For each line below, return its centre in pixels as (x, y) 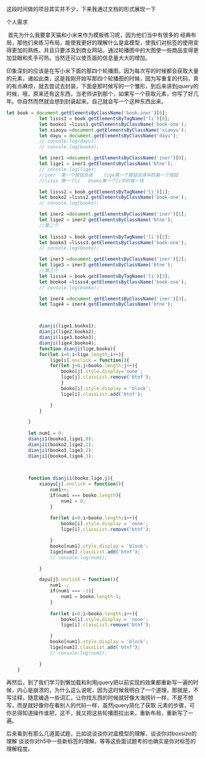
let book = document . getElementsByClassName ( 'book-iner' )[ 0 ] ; (87, 113)
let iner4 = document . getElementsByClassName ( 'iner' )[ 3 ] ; (113, 299)
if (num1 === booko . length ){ (85, 495)
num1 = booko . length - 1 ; (91, 597)
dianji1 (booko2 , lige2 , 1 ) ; (61, 445)
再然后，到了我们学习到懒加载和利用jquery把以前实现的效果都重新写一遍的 (100, 682)
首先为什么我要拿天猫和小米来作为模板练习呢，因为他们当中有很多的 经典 (99, 35)
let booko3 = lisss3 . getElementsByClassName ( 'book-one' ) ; (113, 242)
